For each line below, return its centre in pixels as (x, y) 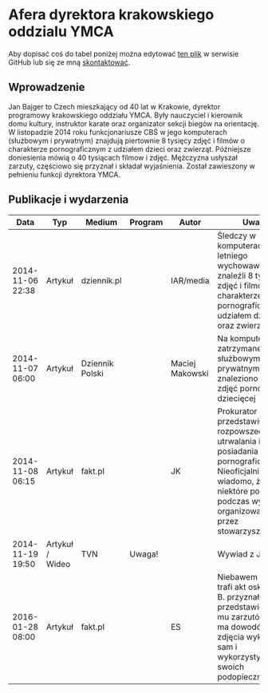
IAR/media (190, 280)
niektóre (233, 491)
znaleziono (238, 378)
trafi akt (232, 587)
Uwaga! (144, 554)
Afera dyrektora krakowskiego (111, 15)
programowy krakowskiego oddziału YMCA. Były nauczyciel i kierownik (126, 115)
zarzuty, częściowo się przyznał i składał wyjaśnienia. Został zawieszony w (132, 166)
